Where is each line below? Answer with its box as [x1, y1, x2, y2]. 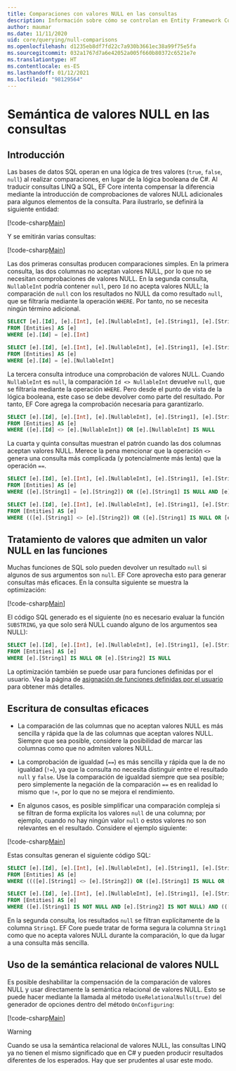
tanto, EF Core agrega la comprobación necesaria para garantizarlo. [7, 399, 204, 408]
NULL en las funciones [7, 544, 108, 556]
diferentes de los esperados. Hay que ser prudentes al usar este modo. [7, 1056, 214, 1064]
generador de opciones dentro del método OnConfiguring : [7, 1000, 174, 1008]
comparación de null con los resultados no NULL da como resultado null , [7, 289, 223, 298]
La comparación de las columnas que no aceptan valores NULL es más [17, 721, 223, 729]
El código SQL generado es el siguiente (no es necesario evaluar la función [7, 613, 225, 622]
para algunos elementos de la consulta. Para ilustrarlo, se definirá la [7, 198, 204, 206]
